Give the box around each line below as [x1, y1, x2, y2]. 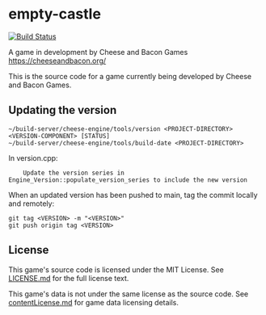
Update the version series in [23, 169, 125, 177]
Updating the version [8, 103, 117, 117]
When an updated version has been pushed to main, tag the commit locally [8, 190, 258, 199]
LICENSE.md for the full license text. [8, 273, 129, 283]
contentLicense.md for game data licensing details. [8, 297, 179, 307]
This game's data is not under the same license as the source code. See [8, 288, 249, 299]
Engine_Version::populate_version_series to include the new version [8, 175, 248, 184]
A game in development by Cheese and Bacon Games [8, 47, 188, 57]
